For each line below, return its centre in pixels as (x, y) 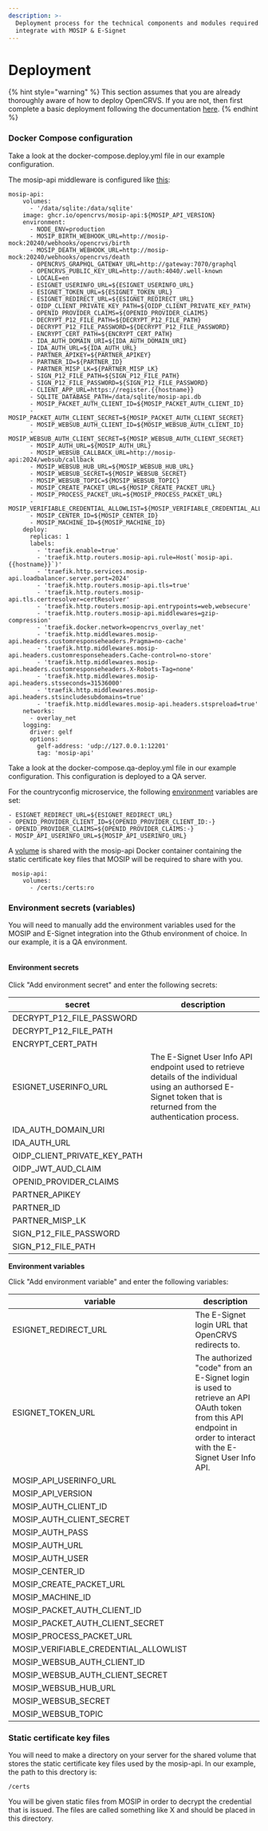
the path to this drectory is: (53, 1772)
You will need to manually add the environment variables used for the (122, 925)
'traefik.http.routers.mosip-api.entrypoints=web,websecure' (147, 606)
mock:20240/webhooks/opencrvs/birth (69, 243)
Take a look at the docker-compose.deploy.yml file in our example (116, 156)
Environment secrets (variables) (72, 908)
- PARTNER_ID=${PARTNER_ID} (76, 362)
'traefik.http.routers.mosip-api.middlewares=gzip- (131, 613)
